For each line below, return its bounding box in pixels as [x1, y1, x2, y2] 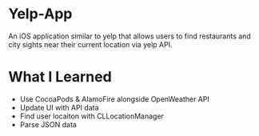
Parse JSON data [19, 119, 78, 129]
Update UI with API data [19, 102, 99, 112]
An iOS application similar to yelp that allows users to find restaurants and [8, 31, 252, 41]
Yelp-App [8, 5, 73, 23]
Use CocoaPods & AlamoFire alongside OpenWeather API [19, 94, 209, 104]
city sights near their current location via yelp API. [8, 39, 173, 49]
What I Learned [8, 68, 112, 86]
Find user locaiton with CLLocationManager [19, 111, 164, 121]
